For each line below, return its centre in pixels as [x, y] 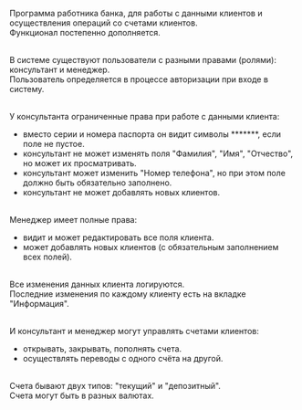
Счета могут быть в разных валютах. [82, 395]
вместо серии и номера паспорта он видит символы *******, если [151, 134]
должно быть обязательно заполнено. [97, 183]
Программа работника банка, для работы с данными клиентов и [136, 13]
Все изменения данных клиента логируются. [97, 284]
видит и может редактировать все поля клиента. [118, 237]
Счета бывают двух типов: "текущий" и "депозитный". [115, 386]
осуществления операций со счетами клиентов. [104, 23]
